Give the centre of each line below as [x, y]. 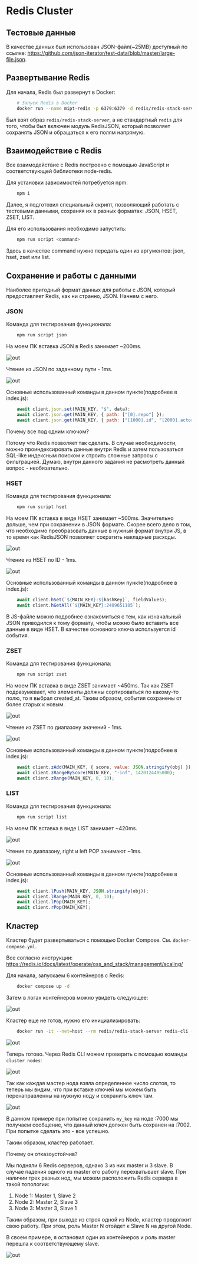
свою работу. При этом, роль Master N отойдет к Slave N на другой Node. [99, 1226]
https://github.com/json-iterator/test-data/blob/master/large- [101, 53]
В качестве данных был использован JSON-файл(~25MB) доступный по [97, 47]
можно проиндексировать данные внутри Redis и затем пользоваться [95, 449]
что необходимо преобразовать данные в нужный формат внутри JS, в [96, 531]
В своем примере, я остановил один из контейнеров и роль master [91, 1237]
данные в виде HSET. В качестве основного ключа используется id [91, 629]
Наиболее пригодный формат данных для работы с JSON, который [91, 290]
